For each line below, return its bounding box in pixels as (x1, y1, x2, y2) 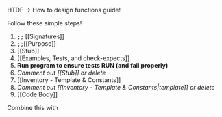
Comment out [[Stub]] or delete (16, 68, 106, 77)
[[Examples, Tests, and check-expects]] (16, 54, 130, 62)
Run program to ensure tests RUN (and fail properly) (16, 62, 169, 69)
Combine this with (7, 104, 58, 112)
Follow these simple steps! (7, 19, 82, 27)
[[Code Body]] (16, 90, 58, 99)
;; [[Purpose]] (16, 40, 56, 47)
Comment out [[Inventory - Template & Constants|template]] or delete (16, 83, 215, 91)
